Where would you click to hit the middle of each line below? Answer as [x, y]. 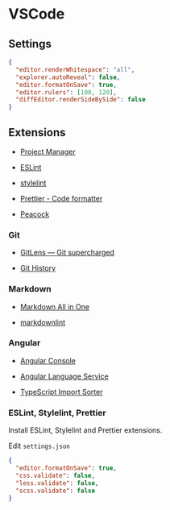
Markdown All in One [55, 306]
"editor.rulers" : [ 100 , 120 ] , [66, 92]
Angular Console [48, 360]
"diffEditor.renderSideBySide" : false [81, 100]
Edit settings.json [39, 446]
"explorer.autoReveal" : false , [68, 77]
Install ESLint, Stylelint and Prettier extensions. [85, 430]
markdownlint [43, 322]
